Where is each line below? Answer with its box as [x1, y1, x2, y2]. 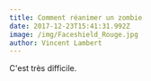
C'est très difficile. [9, 63, 77, 74]
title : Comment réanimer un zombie [9, 13, 143, 22]
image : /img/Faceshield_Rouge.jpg [9, 30, 139, 39]
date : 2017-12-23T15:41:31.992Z [9, 22, 130, 31]
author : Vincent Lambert [9, 38, 102, 48]
